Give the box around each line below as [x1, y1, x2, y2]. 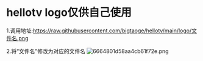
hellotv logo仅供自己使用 [6, 5, 132, 20]
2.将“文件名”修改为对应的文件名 [6, 47, 85, 55]
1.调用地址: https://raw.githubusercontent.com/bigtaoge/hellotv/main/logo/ [6, 27, 192, 34]
